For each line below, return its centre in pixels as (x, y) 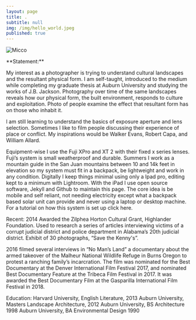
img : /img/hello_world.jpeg (40, 28)
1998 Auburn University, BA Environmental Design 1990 (73, 311)
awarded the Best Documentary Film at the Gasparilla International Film (92, 281)
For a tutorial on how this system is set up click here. (69, 208)
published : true (26, 33)
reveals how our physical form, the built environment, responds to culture (94, 98)
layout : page (22, 11)
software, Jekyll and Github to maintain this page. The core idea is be (90, 189)
